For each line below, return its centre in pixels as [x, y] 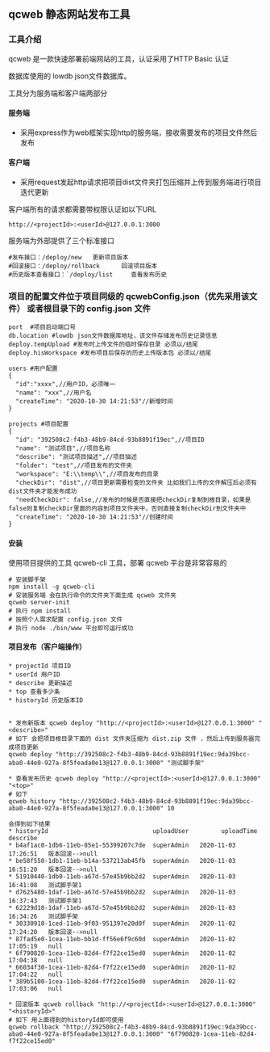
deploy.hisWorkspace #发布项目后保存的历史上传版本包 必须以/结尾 [110, 353]
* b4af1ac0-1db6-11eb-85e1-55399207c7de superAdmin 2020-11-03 [122, 845]
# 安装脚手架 [27, 579]
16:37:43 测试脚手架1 [45, 901]
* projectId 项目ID [40, 666]
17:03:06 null [35, 988]
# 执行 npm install [40, 611]
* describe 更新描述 [40, 683]
